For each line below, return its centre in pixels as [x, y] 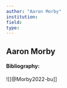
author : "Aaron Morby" [34, 11]
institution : [22, 17]
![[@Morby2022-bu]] [32, 79]
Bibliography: [23, 66]
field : [14, 22]
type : [13, 28]
